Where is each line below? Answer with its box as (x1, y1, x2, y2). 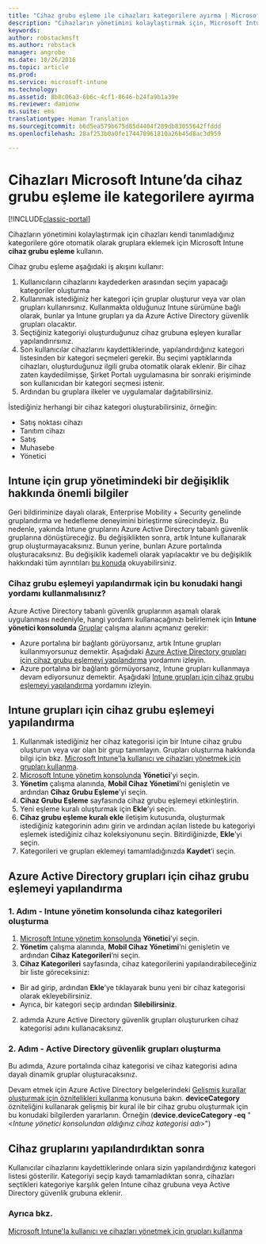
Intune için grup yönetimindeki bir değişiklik (8, 474, 230, 487)
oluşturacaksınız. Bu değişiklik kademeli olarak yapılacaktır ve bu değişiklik (8, 549, 252, 560)
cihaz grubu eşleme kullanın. (8, 246, 104, 256)
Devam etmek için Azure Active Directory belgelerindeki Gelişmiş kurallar (8, 1085, 247, 1095)
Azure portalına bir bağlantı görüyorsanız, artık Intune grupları (19, 638, 222, 648)
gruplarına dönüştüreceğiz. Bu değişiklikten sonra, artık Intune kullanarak (8, 533, 247, 542)
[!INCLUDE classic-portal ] (8, 214, 91, 223)
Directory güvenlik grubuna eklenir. (8, 1188, 123, 1198)
